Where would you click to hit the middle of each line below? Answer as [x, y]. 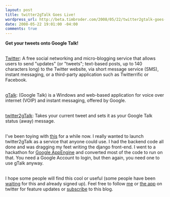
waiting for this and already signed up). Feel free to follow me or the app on [84, 184]
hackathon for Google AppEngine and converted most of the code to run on [84, 152]
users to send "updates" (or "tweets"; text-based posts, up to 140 [74, 64]
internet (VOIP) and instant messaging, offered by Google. [66, 101]
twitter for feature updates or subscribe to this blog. [59, 189]
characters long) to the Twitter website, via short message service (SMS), [82, 69]
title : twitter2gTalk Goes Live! [40, 15]
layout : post [19, 10]
